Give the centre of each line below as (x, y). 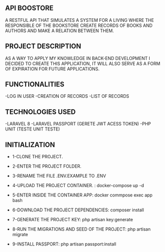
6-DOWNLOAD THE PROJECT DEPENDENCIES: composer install (78, 210)
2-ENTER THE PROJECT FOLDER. (47, 166)
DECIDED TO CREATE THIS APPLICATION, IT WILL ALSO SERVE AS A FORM (83, 63)
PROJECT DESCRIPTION (43, 46)
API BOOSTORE (29, 8)
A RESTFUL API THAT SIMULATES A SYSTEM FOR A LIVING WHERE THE (80, 20)
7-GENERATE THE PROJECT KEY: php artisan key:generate (73, 220)
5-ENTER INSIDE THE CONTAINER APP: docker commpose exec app (82, 195)
